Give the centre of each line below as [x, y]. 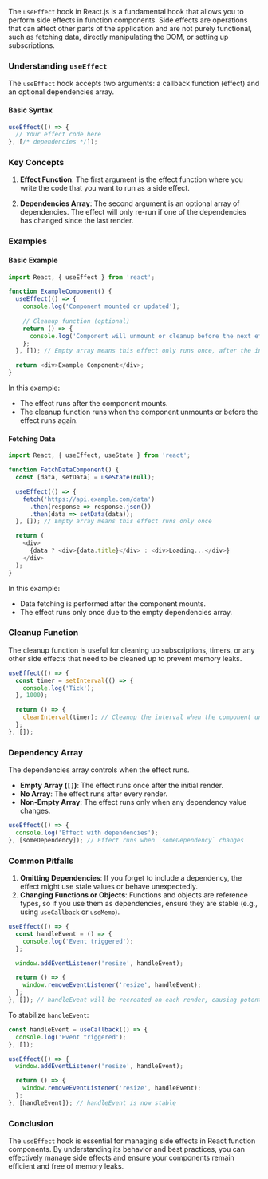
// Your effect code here [59, 135]
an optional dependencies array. [61, 92]
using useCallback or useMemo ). [70, 912]
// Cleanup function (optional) [76, 321]
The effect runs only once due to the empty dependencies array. [126, 612]
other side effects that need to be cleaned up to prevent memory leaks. [125, 658]
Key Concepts [36, 163]
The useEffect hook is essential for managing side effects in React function [132, 1141]
